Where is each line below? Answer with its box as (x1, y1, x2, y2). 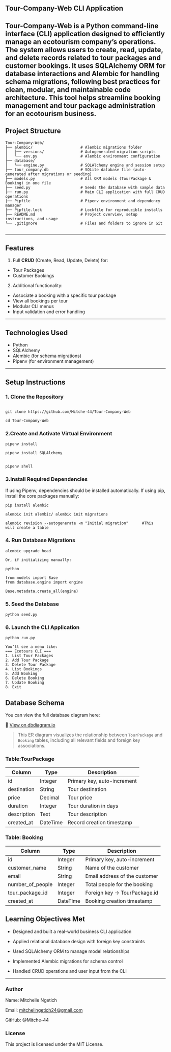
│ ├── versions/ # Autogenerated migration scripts (5, 149, 156, 154)
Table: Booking (5, 834, 43, 841)
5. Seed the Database (5, 600, 60, 607)
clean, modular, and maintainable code (5, 85, 131, 94)
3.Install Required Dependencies (5, 476, 88, 483)
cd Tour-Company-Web (5, 418, 49, 423)
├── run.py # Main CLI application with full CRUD (5, 189, 165, 195)
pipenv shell (5, 464, 33, 469)
